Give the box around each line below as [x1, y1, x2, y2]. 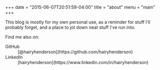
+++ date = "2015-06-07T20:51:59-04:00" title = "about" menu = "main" [5, 4, 155, 10]
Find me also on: [5, 34, 39, 40]
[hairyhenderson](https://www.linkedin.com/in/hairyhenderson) [17, 60, 149, 65]
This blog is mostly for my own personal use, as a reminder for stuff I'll [5, 19, 150, 25]
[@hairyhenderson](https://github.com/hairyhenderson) [17, 49, 133, 55]
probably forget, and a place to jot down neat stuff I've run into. [5, 24, 136, 30]
